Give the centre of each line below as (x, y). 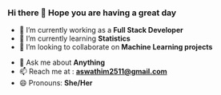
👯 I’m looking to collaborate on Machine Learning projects (116, 47)
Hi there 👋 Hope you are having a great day (92, 13)
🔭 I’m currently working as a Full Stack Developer (101, 30)
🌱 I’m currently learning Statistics (75, 38)
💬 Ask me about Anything (62, 62)
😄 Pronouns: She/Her (56, 83)
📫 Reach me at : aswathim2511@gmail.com (93, 72)
